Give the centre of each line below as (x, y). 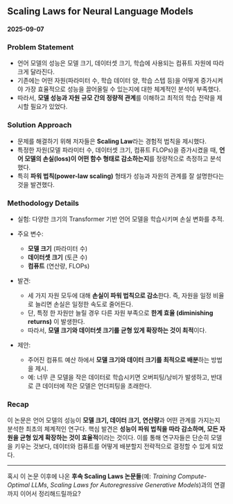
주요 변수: (30, 234)
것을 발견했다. (36, 184)
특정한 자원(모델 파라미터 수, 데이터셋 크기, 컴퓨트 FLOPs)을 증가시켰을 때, (118, 149)
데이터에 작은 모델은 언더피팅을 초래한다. (97, 386)
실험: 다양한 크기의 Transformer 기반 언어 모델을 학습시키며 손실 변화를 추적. (121, 219)
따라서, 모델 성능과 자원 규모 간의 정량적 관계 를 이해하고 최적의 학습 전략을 (116, 98)
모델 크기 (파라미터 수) (58, 248)
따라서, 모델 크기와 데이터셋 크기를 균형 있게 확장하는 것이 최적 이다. (117, 330)
